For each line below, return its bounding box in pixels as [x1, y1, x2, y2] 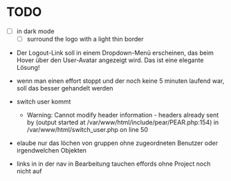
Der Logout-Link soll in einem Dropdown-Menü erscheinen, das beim [16, 49, 214, 57]
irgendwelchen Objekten [16, 146, 87, 155]
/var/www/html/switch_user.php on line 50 [26, 126, 148, 134]
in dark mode [16, 27, 55, 35]
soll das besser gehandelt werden [16, 84, 113, 93]
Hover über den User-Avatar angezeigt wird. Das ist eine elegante [16, 56, 205, 64]
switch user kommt [16, 97, 71, 106]
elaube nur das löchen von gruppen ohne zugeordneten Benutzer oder [16, 139, 219, 147]
